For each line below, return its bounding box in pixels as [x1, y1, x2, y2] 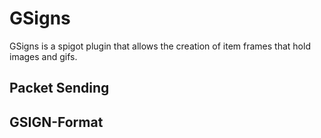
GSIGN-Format [9, 113, 104, 131]
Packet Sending [9, 80, 110, 97]
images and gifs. [9, 50, 78, 62]
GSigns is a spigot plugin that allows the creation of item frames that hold [9, 40, 311, 52]
